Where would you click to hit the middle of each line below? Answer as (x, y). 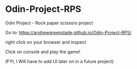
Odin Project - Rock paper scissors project (49, 23)
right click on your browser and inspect (46, 42)
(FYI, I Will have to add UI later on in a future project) (59, 61)
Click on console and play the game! (43, 52)
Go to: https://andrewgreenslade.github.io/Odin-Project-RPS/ (68, 32)
